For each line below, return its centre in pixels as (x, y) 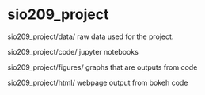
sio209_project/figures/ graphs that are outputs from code (102, 67)
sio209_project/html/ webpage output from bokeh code (98, 82)
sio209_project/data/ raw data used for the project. (91, 36)
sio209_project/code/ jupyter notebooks (73, 51)
